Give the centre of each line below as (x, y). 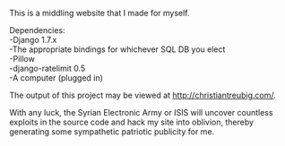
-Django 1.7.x (33, 40)
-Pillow (22, 59)
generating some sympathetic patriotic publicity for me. (112, 132)
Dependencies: (37, 30)
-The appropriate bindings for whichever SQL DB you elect (117, 49)
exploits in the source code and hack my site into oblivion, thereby (131, 122)
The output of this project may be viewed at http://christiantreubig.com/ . (142, 95)
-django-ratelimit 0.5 (47, 68)
